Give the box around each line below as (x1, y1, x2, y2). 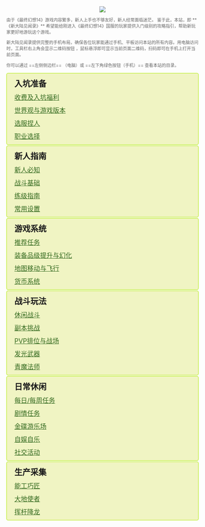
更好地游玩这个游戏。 (10, 29, 54, 35)
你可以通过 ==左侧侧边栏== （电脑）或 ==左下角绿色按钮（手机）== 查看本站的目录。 (6, 62, 179, 68)
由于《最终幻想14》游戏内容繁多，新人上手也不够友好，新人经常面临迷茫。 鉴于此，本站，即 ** (6, 17, 197, 23)
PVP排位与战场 (14, 336, 59, 345)
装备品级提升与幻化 (14, 251, 73, 260)
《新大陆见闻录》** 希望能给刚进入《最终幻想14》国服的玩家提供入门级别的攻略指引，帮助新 (6, 23, 192, 29)
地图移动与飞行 (14, 264, 60, 272)
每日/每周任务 (14, 396, 56, 405)
